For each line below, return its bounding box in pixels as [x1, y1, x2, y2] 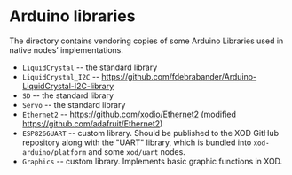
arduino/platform [21, 148, 87, 156]
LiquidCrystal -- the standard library [21, 62, 158, 72]
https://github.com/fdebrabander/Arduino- [101, 71, 257, 81]
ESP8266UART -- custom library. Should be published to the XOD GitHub [21, 127, 280, 138]
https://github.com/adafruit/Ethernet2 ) [21, 118, 163, 129]
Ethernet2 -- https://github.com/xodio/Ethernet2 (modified [21, 109, 237, 119]
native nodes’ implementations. [9, 44, 124, 55]
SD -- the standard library [21, 90, 114, 101]
